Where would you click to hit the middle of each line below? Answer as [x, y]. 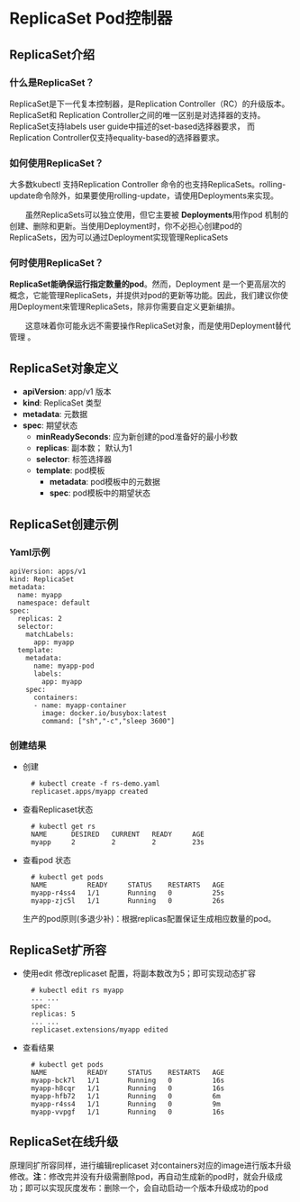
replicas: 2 [40, 618]
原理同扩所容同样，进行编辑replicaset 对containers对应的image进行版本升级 [150, 1165]
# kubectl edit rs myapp [77, 991]
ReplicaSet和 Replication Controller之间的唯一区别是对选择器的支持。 [137, 114]
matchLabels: [50, 634]
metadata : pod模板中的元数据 [105, 482]
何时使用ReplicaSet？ [56, 263]
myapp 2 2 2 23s [118, 842]
